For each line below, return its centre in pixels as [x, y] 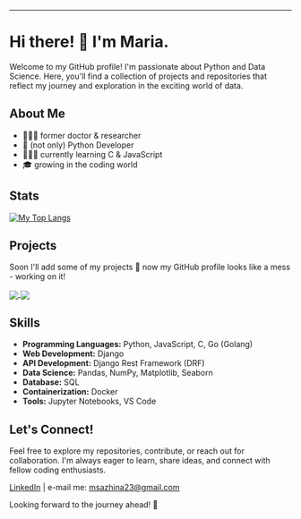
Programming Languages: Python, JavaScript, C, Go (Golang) [138, 345]
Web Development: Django [73, 353]
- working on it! [37, 277]
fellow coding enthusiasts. [57, 470]
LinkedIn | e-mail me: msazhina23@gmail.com [95, 488]
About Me [37, 114]
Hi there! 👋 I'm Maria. [89, 42]
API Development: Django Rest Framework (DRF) [113, 363]
